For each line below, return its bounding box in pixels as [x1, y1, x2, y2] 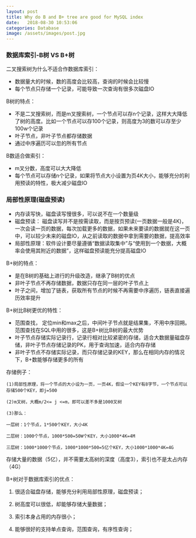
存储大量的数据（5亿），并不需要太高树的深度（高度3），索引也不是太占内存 [6, 456, 188, 463]
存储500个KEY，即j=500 [6, 387, 58, 393]
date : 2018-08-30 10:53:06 [6, 19, 78, 25]
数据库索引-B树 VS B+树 [6, 51, 75, 59]
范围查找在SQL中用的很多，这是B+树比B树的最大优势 [14, 326, 144, 333]
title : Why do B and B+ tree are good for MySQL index [6, 14, 144, 20]
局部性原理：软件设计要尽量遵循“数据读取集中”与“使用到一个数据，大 [14, 240, 182, 247]
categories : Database [6, 25, 59, 31]
